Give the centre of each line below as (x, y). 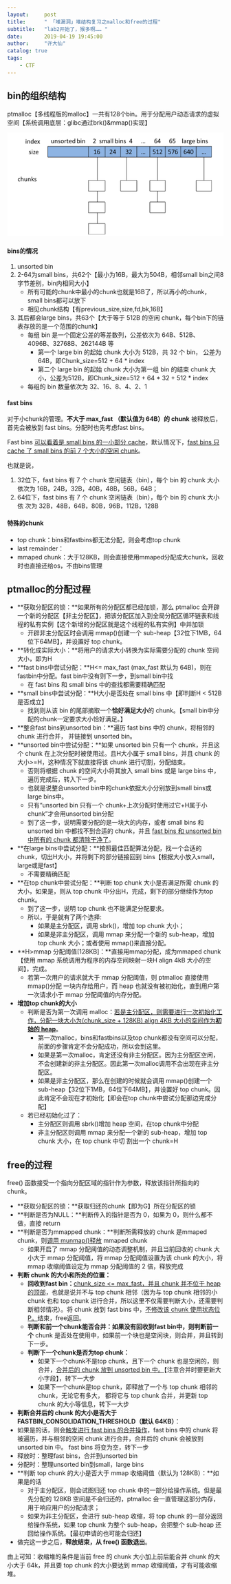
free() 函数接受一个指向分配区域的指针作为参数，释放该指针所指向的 (103, 1183)
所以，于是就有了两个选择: (64, 917)
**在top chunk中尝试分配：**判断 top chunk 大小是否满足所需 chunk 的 (118, 883)
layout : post (32, 14)
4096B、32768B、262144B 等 (71, 344)
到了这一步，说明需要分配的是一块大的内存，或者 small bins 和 (115, 823)
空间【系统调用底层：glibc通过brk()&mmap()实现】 (79, 122)
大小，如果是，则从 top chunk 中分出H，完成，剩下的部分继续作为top (115, 892)
